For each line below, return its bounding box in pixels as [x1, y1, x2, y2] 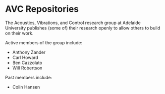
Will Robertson [12, 65, 43, 71]
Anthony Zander [12, 49, 46, 55]
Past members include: [5, 74, 52, 80]
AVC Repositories [5, 3, 79, 15]
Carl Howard [12, 54, 39, 60]
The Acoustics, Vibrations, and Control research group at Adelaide [5, 20, 141, 26]
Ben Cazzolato [12, 60, 43, 65]
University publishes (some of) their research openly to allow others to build [5, 25, 161, 31]
